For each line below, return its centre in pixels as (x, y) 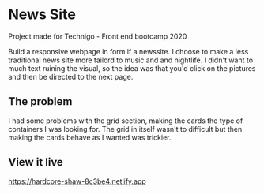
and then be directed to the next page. (71, 76)
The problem (40, 101)
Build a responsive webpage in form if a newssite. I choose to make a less (128, 51)
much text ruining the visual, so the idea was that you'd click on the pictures (132, 68)
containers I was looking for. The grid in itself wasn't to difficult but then (125, 129)
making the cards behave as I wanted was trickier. (90, 137)
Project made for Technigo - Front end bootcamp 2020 (98, 36)
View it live (36, 162)
